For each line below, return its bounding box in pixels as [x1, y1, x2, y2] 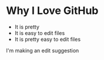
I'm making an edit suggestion [6, 47, 79, 54]
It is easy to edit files [14, 29, 65, 36]
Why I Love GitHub [6, 4, 99, 17]
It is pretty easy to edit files [14, 36, 81, 43]
